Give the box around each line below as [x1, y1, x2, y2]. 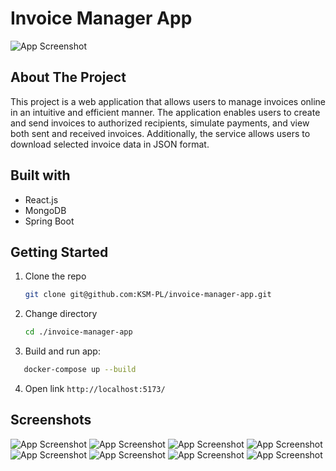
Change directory [24, 308, 98, 320]
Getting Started [10, 243, 109, 261]
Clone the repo [24, 270, 87, 282]
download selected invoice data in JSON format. [10, 138, 210, 150]
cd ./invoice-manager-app [24, 327, 133, 337]
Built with [10, 167, 71, 184]
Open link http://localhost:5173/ [24, 383, 166, 394]
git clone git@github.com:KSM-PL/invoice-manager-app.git [24, 290, 272, 300]
